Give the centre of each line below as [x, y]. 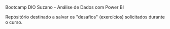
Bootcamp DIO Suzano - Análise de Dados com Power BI [65, 7]
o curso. [14, 22]
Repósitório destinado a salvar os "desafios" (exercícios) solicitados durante [85, 17]
